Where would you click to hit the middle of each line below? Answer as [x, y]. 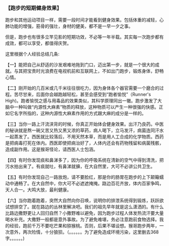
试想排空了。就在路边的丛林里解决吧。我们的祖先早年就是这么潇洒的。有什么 [84, 207]
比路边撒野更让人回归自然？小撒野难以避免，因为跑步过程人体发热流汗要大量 [84, 213]
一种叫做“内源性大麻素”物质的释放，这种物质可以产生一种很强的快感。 [87, 107]
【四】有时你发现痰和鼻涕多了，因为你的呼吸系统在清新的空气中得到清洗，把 [84, 160]
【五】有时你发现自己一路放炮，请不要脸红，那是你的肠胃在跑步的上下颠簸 [82, 177]
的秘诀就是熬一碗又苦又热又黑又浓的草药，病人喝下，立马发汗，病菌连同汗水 [84, 130]
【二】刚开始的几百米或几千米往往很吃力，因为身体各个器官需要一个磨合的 [82, 88]
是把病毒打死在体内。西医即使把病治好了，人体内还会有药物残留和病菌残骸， [84, 143]
